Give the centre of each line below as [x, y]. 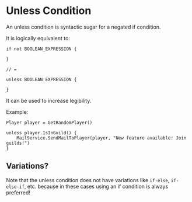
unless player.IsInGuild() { [41, 133]
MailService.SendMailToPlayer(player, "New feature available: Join [102, 138]
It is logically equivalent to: [38, 38]
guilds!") [18, 143]
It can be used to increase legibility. [49, 100]
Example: [17, 112]
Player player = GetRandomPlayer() [49, 123]
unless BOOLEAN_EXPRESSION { [41, 79]
